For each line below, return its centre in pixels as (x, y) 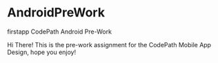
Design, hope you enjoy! (42, 52)
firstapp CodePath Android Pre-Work (60, 32)
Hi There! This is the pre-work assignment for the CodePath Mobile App (109, 45)
